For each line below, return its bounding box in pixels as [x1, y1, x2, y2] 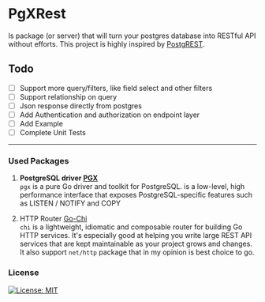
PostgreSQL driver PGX [19, 173, 99, 183]
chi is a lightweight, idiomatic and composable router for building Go [19, 222, 243, 232]
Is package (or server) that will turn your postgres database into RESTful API [8, 31, 256, 40]
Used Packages [8, 156, 69, 167]
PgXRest [8, 5, 66, 23]
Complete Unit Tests [19, 128, 87, 138]
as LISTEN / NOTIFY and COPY [19, 198, 121, 208]
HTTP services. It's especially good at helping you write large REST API [19, 231, 252, 240]
